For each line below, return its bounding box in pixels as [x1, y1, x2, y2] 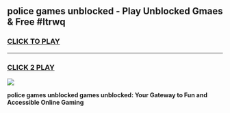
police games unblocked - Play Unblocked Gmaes [7, 5, 223, 17]
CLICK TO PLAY [7, 37, 60, 47]
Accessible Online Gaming [7, 98, 84, 106]
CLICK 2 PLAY [7, 62, 55, 72]
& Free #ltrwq [7, 16, 66, 28]
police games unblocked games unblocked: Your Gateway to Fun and [7, 90, 207, 99]
